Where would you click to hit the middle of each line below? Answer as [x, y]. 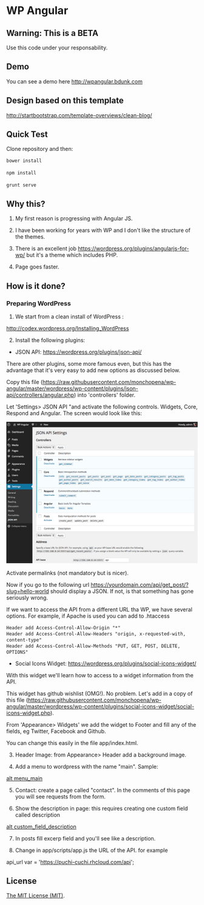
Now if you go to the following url [48, 584]
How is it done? [36, 286]
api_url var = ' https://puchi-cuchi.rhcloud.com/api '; [70, 862]
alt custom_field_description [42, 826]
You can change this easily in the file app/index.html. [72, 743]
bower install [24, 161]
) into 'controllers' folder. [104, 395]
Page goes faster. [37, 267]
